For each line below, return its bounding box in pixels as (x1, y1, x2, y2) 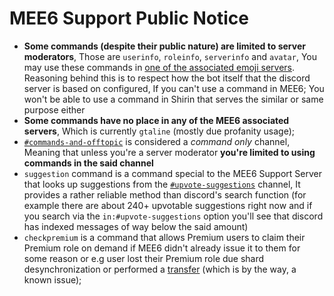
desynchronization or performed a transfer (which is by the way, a (23, 263, 297, 275)
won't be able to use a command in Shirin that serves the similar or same (23, 93, 324, 105)
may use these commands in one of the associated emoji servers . (23, 61, 296, 73)
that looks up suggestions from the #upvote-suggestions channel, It (23, 178, 301, 190)
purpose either (23, 103, 86, 116)
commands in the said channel (23, 157, 154, 169)
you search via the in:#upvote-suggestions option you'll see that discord (23, 210, 324, 222)
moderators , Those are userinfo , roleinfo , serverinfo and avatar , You (23, 50, 318, 62)
